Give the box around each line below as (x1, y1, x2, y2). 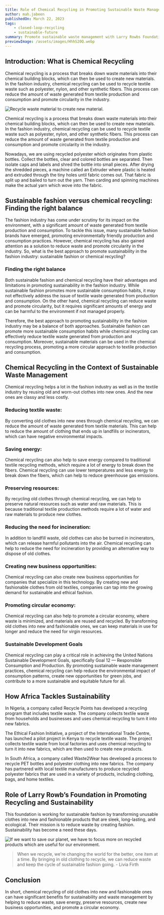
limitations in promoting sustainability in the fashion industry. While (5, 282, 140, 288)
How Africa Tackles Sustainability (5, 692, 110, 701)
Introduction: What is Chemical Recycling (5, 57, 134, 66)
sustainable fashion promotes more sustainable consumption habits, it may (5, 288, 156, 293)
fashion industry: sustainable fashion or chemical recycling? (5, 254, 126, 260)
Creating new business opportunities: (5, 563, 97, 570)
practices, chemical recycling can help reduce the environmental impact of (5, 668, 156, 674)
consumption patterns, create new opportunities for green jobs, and (5, 673, 142, 679)
